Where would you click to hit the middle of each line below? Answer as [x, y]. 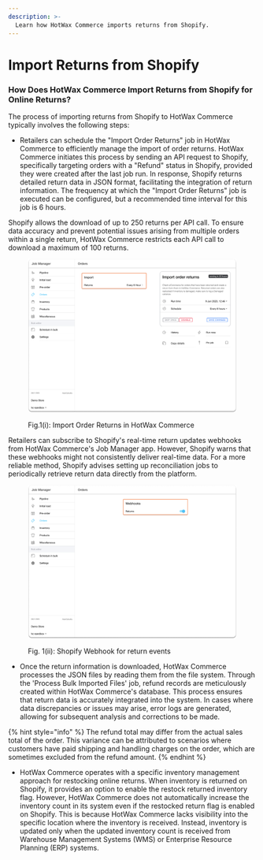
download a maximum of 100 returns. [69, 248]
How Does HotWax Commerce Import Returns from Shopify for [131, 89]
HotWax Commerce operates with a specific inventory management [130, 772]
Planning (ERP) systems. [59, 847]
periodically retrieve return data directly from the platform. [103, 474]
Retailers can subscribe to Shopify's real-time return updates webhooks [125, 440]
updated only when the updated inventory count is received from [125, 831]
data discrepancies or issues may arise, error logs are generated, [125, 708]
